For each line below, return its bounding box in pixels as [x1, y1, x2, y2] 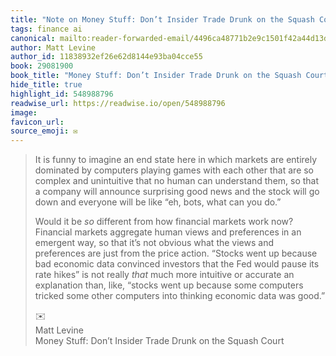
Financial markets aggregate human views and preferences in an [34, 226, 302, 238]
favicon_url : [10, 117, 65, 127]
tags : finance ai [10, 24, 83, 34]
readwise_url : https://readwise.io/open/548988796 [10, 98, 226, 108]
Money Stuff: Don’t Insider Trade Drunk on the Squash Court [34, 335, 285, 347]
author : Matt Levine [10, 42, 97, 53]
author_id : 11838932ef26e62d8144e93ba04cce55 [10, 52, 203, 62]
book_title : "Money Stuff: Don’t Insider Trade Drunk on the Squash [10, 71, 302, 81]
